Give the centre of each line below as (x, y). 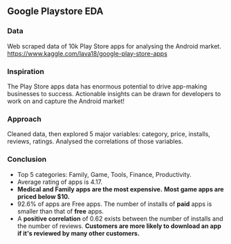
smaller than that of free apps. (61, 211)
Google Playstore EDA (55, 11)
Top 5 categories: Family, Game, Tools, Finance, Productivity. (104, 174)
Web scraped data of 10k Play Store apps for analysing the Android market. (114, 46)
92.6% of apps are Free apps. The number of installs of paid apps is (114, 204)
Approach (24, 119)
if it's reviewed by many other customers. (78, 233)
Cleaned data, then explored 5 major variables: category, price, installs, (109, 134)
